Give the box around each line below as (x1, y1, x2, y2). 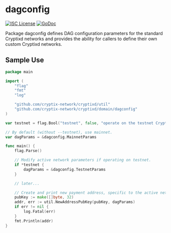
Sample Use (5, 56, 44, 65)
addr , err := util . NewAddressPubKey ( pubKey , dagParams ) (14, 199, 136, 205)
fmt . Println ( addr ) (14, 218, 53, 223)
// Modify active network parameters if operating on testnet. (14, 158, 152, 163)
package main (5, 69, 33, 74)
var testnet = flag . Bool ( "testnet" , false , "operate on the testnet (5, 121, 154, 126)
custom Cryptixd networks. (5, 41, 63, 47)
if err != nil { (14, 205, 49, 210)
